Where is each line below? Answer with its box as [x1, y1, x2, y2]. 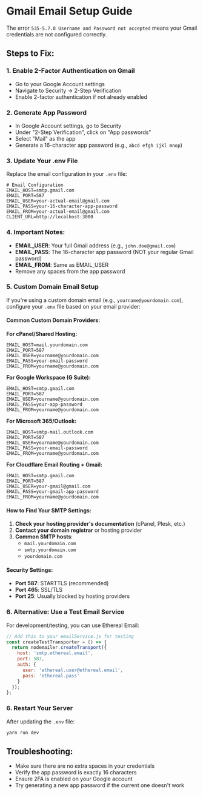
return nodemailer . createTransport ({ [12, 645, 107, 651]
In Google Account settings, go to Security [15, 122, 122, 129]
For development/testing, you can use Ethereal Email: [6, 622, 139, 629]
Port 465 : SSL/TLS [15, 586, 62, 594]
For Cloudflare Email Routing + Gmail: [6, 461, 103, 468]
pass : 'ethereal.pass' [22, 673, 80, 679]
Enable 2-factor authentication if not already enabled [15, 93, 147, 101]
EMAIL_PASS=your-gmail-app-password [6, 489, 99, 495]
